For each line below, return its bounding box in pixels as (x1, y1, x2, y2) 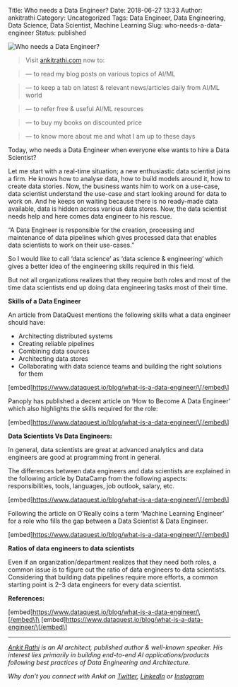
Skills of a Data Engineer (8, 297, 81, 305)
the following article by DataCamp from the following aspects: (8, 474, 188, 483)
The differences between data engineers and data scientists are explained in (8, 467, 231, 475)
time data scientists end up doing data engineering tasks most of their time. (8, 283, 228, 291)
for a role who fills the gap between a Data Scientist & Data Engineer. (8, 516, 208, 525)
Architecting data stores (18, 354, 89, 363)
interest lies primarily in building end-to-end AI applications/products (8, 651, 210, 659)
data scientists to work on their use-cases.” (8, 241, 135, 249)
